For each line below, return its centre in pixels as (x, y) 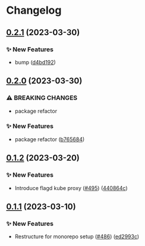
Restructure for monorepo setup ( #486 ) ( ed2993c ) (77, 236)
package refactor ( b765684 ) (50, 139)
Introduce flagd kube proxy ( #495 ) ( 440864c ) (71, 188)
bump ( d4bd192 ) (35, 62)
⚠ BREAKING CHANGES (42, 98)
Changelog (34, 10)
